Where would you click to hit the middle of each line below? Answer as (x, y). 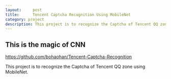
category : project (25, 19)
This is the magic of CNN (45, 44)
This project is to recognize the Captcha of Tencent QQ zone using (75, 67)
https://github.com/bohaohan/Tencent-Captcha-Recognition (69, 57)
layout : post (24, 10)
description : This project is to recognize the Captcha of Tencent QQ (82, 24)
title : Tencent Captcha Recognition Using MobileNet (68, 15)
